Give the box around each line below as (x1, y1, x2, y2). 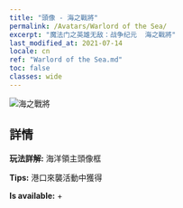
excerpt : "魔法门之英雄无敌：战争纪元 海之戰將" (9, 30, 177, 39)
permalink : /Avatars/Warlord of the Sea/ (9, 22, 168, 31)
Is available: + (9, 190, 63, 201)
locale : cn (9, 47, 50, 56)
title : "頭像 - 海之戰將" (9, 13, 99, 23)
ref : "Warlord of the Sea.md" (9, 55, 124, 64)
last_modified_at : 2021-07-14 (9, 38, 124, 48)
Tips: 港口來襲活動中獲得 (9, 172, 103, 183)
